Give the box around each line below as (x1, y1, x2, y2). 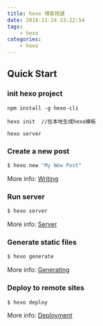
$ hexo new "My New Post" (7, 162, 82, 169)
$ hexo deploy (7, 299, 48, 306)
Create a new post (7, 146, 70, 156)
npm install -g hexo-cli (7, 105, 79, 112)
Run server (7, 191, 45, 201)
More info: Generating (7, 266, 70, 274)
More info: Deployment (7, 311, 73, 320)
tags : (7, 23, 23, 30)
